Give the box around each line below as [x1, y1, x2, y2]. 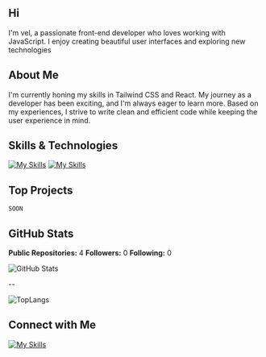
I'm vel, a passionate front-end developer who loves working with [8, 27, 226, 37]
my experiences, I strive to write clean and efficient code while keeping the [8, 106, 258, 116]
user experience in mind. [8, 115, 91, 125]
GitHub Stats [8, 226, 74, 240]
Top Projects [8, 183, 73, 197]
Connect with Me [8, 318, 97, 332]
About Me [8, 68, 59, 82]
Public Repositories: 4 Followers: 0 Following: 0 [8, 248, 172, 258]
